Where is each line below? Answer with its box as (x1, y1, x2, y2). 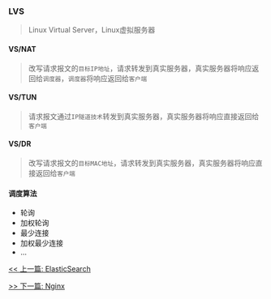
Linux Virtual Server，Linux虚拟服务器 (28, 25, 156, 35)
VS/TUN (8, 92, 37, 102)
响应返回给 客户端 (92, 73, 148, 83)
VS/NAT (8, 44, 37, 53)
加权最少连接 (19, 238, 63, 248)
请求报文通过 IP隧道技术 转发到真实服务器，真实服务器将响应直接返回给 (28, 111, 260, 121)
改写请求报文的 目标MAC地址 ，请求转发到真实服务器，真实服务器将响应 (28, 158, 256, 168)
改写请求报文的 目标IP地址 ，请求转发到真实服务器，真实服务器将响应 (28, 63, 252, 73)
